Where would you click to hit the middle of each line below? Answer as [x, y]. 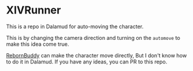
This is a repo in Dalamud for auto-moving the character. [75, 26]
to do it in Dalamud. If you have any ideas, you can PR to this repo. [87, 62]
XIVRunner [34, 10]
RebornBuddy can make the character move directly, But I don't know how [97, 55]
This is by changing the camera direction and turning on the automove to [93, 38]
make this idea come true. [38, 44]
